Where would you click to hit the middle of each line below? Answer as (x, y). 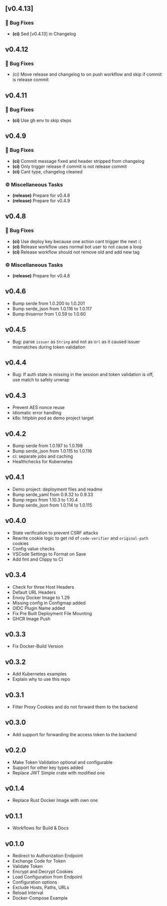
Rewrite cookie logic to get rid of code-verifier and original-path (80, 538)
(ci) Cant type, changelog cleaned (47, 171)
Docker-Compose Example (40, 898)
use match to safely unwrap (41, 380)
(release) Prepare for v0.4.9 (41, 201)
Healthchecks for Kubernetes (42, 462)
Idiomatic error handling (37, 413)
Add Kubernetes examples (40, 674)
